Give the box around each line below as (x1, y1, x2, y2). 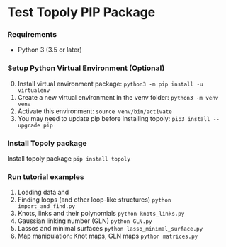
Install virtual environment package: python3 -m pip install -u (17, 79, 203, 88)
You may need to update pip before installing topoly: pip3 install (17, 114, 210, 122)
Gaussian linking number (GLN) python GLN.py (17, 217, 152, 225)
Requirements (7, 30, 57, 40)
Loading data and (17, 188, 69, 197)
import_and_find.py (17, 203, 76, 210)
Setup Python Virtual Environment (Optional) (7, 63, 165, 73)
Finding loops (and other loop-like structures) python (17, 195, 171, 204)
